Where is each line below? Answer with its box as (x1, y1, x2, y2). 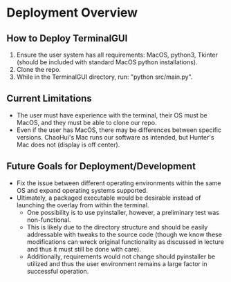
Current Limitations (6, 93, 93, 104)
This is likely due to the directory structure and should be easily (26, 223, 208, 231)
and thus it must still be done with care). (26, 245, 141, 253)
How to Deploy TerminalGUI (6, 32, 128, 44)
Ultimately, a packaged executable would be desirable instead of (16, 194, 201, 202)
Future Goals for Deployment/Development (6, 160, 196, 172)
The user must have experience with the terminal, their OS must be (16, 111, 208, 119)
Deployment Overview (6, 5, 138, 21)
